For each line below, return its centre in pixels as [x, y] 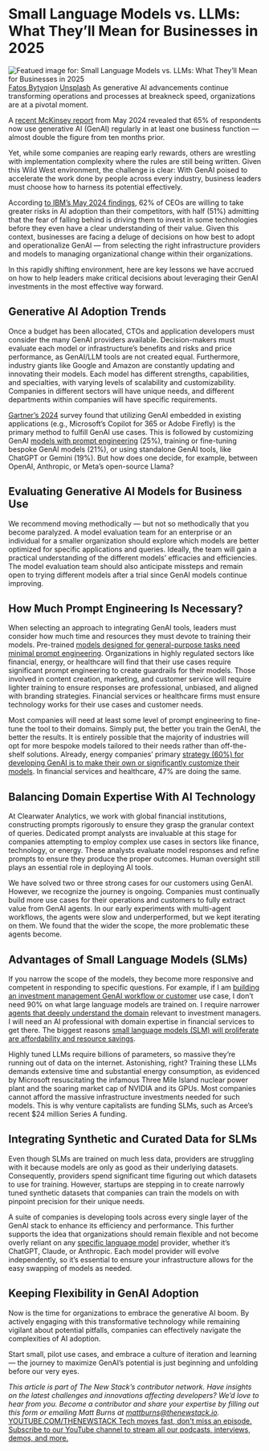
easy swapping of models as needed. [70, 1268]
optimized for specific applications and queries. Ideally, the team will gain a [132, 549]
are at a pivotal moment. [48, 105]
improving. [26, 583]
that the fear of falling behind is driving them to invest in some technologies [133, 219]
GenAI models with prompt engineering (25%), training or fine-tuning [122, 441]
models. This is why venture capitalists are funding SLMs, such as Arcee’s [130, 1105]
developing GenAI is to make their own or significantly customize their [124, 763]
